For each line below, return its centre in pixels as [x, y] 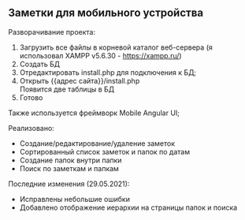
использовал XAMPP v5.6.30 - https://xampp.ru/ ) [101, 55]
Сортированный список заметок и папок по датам [105, 151]
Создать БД [40, 64]
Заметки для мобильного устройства [106, 13]
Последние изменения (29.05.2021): [69, 184]
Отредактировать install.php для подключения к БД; [108, 72]
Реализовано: [32, 128]
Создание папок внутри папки [71, 160]
